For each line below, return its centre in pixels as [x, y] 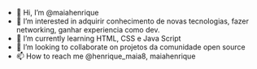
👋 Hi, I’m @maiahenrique [57, 13]
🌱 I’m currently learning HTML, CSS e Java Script [98, 38]
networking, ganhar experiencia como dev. [88, 30]
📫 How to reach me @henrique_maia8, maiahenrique [106, 56]
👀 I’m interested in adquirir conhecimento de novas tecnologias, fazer [133, 21]
